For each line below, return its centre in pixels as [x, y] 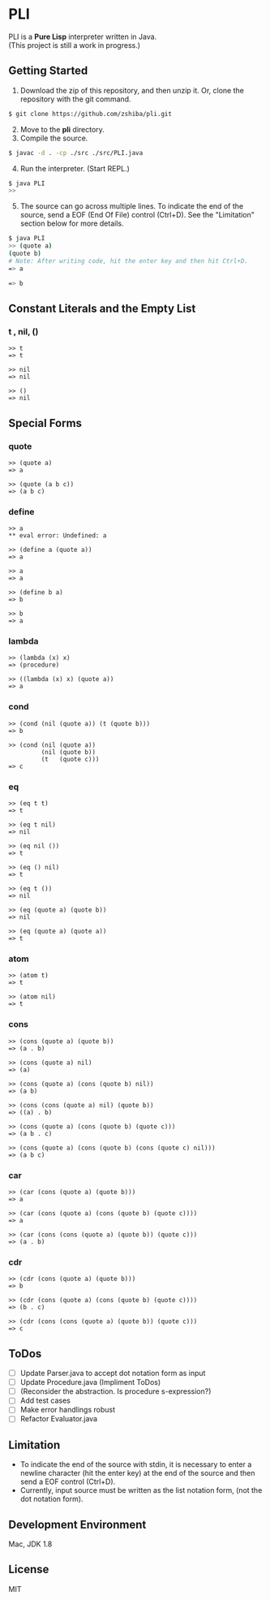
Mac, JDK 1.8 [30, 1544]
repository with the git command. [75, 99]
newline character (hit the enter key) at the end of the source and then [137, 1473]
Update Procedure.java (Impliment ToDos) [90, 1382]
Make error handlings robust [68, 1410]
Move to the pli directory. [62, 129]
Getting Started [48, 71]
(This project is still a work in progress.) [74, 45]
